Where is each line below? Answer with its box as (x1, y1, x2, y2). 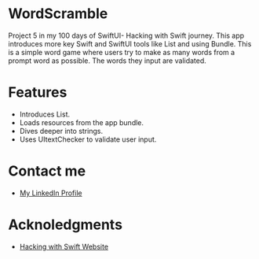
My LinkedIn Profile (19, 188, 82, 198)
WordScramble (8, 5, 108, 23)
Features (8, 83, 67, 102)
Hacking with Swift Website (19, 242, 108, 251)
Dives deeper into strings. (19, 126, 104, 135)
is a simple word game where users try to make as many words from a (8, 47, 235, 57)
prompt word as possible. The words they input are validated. (8, 56, 206, 65)
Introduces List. (19, 109, 71, 119)
